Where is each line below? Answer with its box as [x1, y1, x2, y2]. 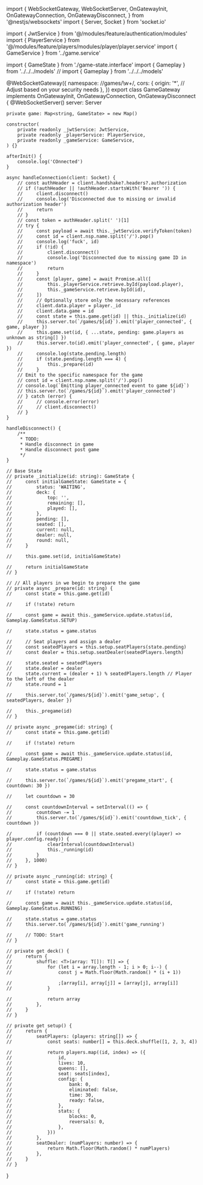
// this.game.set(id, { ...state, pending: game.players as [17, 329, 184, 335]
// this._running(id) [6, 847, 94, 853]
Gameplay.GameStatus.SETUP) [6, 617, 78, 624]
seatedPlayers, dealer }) [6, 697, 72, 703]
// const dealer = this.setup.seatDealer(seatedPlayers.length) [6, 649, 184, 655]
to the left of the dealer [6, 676, 75, 682]
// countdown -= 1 [6, 810, 75, 816]
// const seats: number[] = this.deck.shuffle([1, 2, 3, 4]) [6, 1039, 198, 1045]
